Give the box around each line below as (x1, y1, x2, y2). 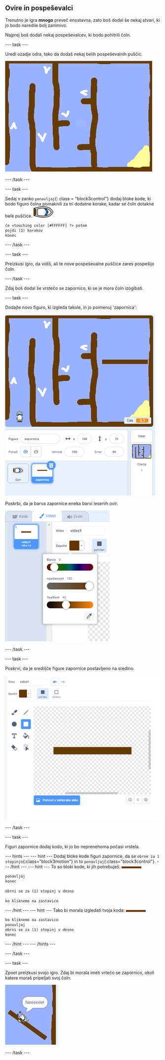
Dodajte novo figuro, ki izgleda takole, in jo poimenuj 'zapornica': (5, 304, 137, 310)
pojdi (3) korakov (5, 228, 43, 233)
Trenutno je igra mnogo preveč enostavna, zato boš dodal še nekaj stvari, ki (5, 17, 160, 23)
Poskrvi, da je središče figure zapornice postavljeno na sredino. (5, 665, 135, 671)
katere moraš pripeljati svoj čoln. (5, 975, 72, 980)
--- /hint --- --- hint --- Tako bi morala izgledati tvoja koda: (5, 907, 125, 913)
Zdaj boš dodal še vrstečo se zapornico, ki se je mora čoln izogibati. (5, 285, 144, 291)
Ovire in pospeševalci (5, 4, 73, 12)
